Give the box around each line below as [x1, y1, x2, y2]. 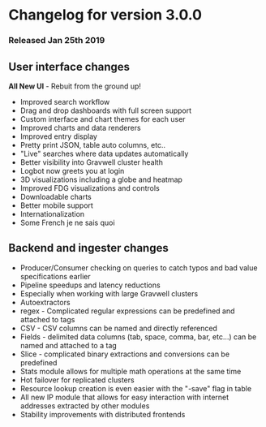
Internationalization [19, 209, 85, 218]
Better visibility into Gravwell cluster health [19, 157, 164, 167]
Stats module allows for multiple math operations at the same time [19, 366, 242, 376]
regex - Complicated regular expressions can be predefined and [19, 306, 235, 316]
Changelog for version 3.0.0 [8, 6, 203, 24]
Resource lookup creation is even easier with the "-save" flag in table [19, 383, 252, 393]
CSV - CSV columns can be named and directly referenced [19, 323, 217, 333]
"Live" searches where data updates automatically [19, 149, 189, 158]
